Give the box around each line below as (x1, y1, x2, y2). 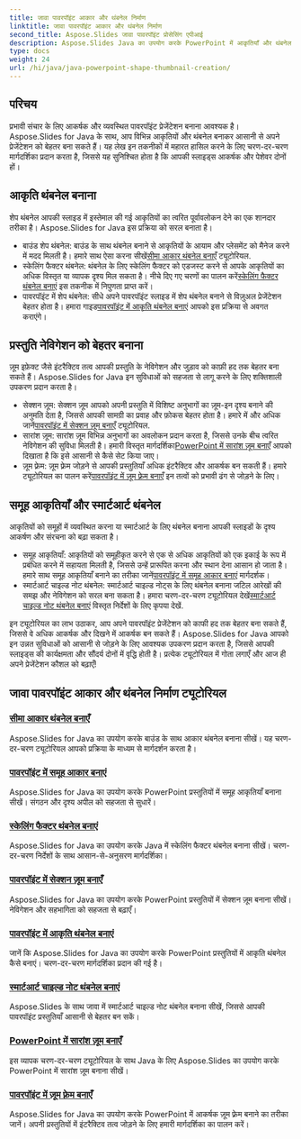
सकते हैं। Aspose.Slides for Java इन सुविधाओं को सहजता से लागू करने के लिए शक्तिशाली (9, 371, 282, 383)
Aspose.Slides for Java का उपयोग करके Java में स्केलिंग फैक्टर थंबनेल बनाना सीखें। (9, 840, 271, 852)
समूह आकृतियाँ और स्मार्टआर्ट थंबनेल (9, 497, 162, 513)
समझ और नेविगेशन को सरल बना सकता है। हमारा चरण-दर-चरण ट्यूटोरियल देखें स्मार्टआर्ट (22, 590, 276, 601)
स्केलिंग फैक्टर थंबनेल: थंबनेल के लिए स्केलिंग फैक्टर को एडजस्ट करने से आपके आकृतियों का (22, 260, 285, 271)
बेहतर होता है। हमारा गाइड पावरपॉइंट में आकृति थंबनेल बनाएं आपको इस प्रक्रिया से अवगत (22, 301, 269, 312)
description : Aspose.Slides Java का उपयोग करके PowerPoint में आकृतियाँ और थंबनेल (9, 38, 292, 48)
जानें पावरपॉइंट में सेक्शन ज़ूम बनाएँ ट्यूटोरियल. (22, 420, 151, 431)
